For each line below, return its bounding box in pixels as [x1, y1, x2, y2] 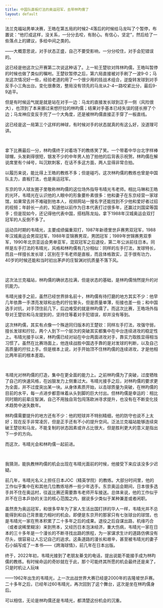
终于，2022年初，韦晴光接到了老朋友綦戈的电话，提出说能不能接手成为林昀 [5, 552, 156, 558]
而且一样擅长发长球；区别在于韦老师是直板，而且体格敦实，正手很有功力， [5, 251, 154, 257]
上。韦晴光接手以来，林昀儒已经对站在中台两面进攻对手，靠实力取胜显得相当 [5, 334, 158, 340]
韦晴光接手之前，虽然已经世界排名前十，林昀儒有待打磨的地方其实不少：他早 [5, 293, 158, 299]
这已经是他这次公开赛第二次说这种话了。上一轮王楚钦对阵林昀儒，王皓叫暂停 [5, 64, 158, 70]
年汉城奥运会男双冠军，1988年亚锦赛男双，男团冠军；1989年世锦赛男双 [5, 233, 148, 238]
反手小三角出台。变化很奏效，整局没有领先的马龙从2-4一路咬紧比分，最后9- [5, 83, 158, 88]
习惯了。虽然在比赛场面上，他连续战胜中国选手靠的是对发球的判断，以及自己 [5, 340, 158, 346]
